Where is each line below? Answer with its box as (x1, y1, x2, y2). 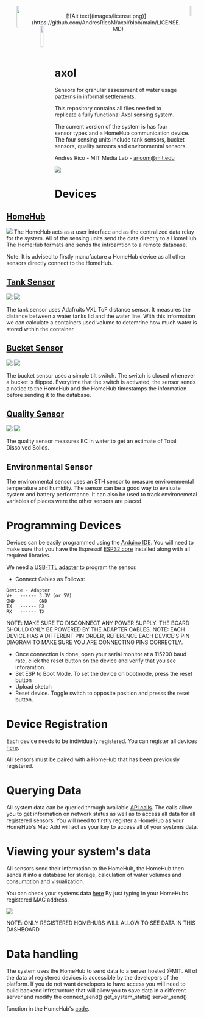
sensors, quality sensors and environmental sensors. (54, 142, 188, 149)
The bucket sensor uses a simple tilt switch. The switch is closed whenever (6, 371, 196, 379)
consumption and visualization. (6, 878, 85, 885)
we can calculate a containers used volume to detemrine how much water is (6, 318, 197, 326)
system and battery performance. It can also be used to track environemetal (6, 491, 198, 498)
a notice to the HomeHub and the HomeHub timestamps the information (6, 384, 187, 392)
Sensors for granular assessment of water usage (54, 86, 177, 93)
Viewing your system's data (6, 845, 151, 859)
